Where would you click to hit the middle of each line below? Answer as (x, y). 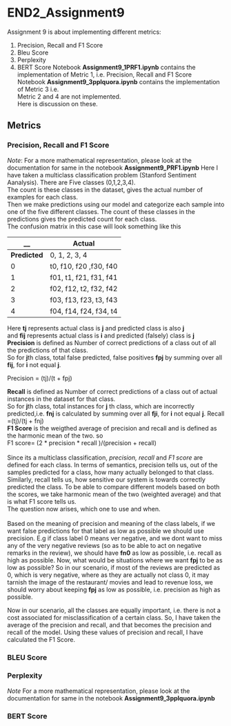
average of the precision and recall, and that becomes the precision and (109, 625)
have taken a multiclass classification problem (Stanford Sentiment (102, 175)
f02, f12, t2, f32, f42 (84, 288)
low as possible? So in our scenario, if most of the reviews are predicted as (114, 567)
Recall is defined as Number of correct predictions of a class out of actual (112, 391)
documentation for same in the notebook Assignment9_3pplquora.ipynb (111, 698)
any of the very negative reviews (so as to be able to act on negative (104, 545)
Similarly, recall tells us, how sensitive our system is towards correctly (106, 479)
